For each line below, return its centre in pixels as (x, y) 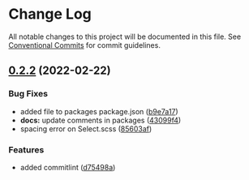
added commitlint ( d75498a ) (68, 167)
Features (26, 149)
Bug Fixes (28, 94)
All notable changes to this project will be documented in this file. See (125, 36)
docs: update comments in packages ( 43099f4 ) (101, 120)
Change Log (50, 14)
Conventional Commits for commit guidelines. (84, 45)
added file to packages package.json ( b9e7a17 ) (99, 111)
